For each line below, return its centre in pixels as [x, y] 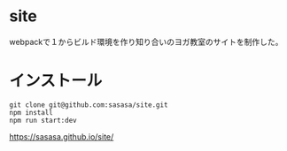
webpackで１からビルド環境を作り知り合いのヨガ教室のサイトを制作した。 [146, 42]
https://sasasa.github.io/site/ [62, 136]
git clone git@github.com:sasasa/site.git [89, 105]
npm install [31, 112]
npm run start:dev [43, 120]
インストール [56, 81]
